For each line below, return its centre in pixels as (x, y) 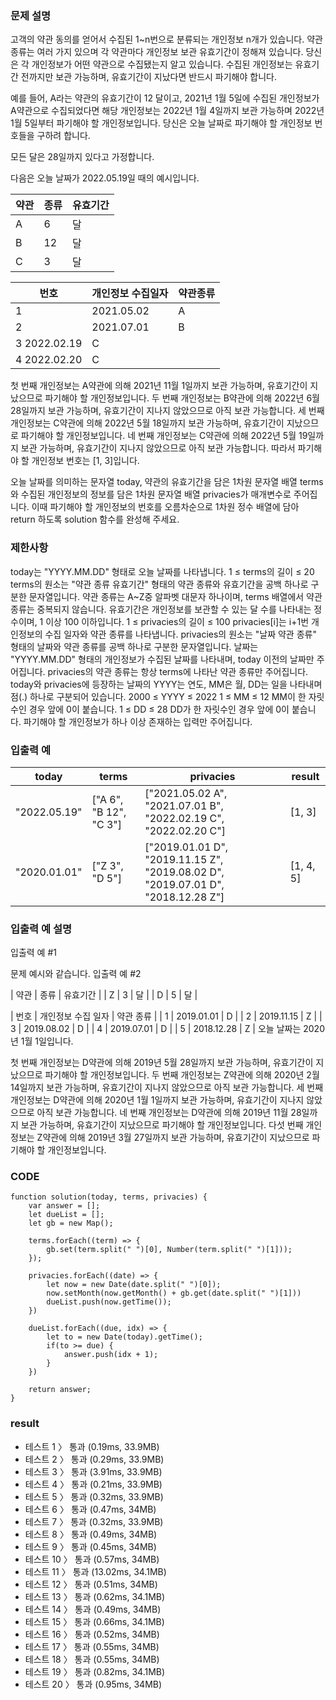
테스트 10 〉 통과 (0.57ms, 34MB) (92, 1559)
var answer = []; (64, 1206)
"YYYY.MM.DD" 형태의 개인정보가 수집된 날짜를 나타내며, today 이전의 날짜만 (162, 659)
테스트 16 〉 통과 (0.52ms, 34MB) (92, 1634)
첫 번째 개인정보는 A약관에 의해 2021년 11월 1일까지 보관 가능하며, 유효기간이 (159, 386)
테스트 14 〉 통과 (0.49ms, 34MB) (93, 1609)
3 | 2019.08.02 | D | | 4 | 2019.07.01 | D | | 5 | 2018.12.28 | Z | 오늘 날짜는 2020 (167, 1029)
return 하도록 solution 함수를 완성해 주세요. (95, 519)
